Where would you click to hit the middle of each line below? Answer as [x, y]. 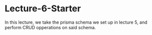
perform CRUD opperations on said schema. [50, 27]
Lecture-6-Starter [43, 9]
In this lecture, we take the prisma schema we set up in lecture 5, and [76, 22]
